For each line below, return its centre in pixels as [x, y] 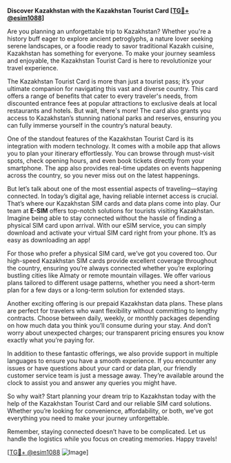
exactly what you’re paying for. [51, 340]
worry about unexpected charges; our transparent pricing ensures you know [116, 333]
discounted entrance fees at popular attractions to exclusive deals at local [112, 103]
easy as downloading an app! [49, 240]
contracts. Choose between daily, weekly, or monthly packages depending [113, 318]
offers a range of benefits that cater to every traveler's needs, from [102, 96]
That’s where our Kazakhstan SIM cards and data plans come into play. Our [114, 203]
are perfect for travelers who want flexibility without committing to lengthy [112, 311]
